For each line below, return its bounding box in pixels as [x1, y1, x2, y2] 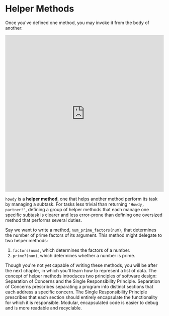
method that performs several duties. [5, 217, 82, 223]
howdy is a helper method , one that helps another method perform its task [5, 196, 158, 202]
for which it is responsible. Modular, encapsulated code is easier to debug [5, 299, 158, 305]
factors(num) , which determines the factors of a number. [12, 247, 131, 253]
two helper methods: [5, 237, 48, 243]
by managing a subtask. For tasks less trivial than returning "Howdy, [5, 201, 145, 207]
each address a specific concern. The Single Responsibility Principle [5, 289, 147, 295]
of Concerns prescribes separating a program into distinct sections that [5, 283, 153, 289]
